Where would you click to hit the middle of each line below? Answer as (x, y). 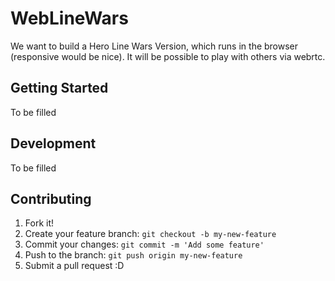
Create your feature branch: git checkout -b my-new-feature (150, 234)
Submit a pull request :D (74, 266)
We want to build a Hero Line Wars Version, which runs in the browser (154, 46)
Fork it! (39, 223)
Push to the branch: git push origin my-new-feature (133, 255)
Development (53, 143)
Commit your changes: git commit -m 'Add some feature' (144, 244)
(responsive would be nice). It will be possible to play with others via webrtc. (168, 56)
